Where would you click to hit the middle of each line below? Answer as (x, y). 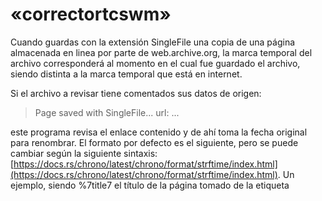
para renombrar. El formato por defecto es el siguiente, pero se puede (154, 142)
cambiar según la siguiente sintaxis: (84, 153)
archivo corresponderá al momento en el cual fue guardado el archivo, (155, 63)
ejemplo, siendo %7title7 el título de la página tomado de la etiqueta (150, 185)
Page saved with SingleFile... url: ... (107, 112)
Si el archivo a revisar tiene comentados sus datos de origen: (136, 93)
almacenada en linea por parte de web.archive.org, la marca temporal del (161, 52)
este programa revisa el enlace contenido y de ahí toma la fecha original (159, 132)
